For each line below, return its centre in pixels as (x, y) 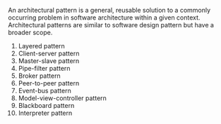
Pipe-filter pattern (44, 68)
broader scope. (30, 32)
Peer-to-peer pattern (49, 83)
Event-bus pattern (44, 91)
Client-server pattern (49, 53)
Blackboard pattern (46, 105)
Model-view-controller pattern (62, 98)
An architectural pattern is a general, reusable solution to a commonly (109, 10)
